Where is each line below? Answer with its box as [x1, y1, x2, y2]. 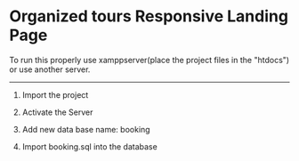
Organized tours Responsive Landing [9, 6, 289, 27]
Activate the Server [21, 107, 93, 117]
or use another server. [9, 64, 91, 75]
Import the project [21, 89, 89, 100]
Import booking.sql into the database [21, 141, 158, 152]
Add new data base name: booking [21, 124, 150, 134]
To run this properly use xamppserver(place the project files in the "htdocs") [9, 54, 290, 65]
